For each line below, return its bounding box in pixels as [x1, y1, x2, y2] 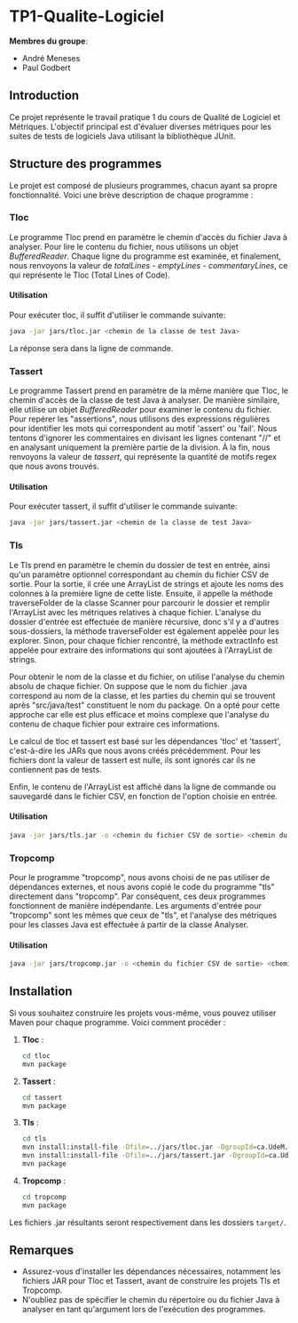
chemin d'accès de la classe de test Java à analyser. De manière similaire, [9, 395, 280, 405]
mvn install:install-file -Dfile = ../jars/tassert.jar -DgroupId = [21, 1151, 269, 1160]
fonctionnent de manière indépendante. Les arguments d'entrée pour [9, 900, 262, 910]
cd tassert [21, 1093, 63, 1102]
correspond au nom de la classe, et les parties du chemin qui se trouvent [9, 690, 276, 701]
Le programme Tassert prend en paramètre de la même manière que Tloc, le [9, 385, 288, 397]
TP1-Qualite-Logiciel [9, 6, 164, 27]
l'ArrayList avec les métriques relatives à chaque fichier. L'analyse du [9, 606, 262, 617]
